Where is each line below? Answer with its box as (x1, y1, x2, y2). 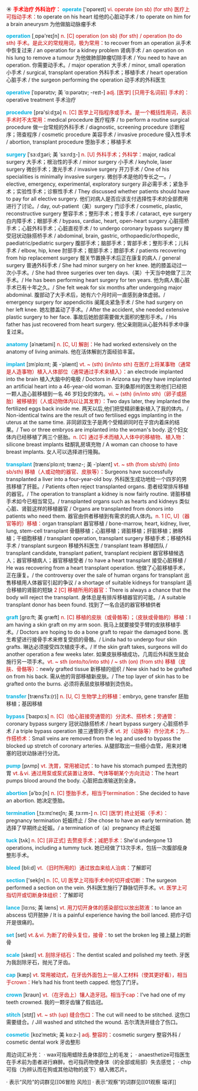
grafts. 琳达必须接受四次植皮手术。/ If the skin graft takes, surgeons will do (6, 644, 188, 650)
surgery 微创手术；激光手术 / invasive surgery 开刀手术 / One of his (6, 165, 170, 173)
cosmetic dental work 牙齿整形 (6, 1038, 81, 1045)
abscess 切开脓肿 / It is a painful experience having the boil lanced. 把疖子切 (6, 911, 192, 918)
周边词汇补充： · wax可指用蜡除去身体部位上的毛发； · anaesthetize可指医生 (6, 1051, 190, 1058)
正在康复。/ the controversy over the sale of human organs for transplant (6, 572, 183, 579)
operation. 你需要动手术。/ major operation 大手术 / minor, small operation (6, 61, 186, 69)
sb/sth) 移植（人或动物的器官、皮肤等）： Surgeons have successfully (6, 468, 173, 475)
